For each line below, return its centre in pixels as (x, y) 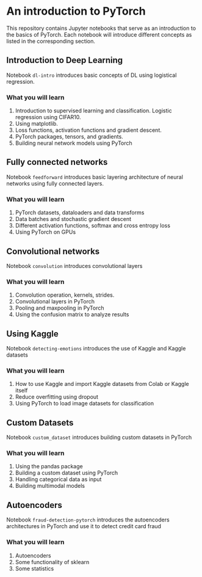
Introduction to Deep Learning (65, 60)
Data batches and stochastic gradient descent (73, 219)
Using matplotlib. (36, 124)
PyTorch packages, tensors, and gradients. (69, 137)
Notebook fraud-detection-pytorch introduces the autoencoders (88, 520)
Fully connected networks (57, 162)
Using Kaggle (33, 334)
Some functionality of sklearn (52, 562)
